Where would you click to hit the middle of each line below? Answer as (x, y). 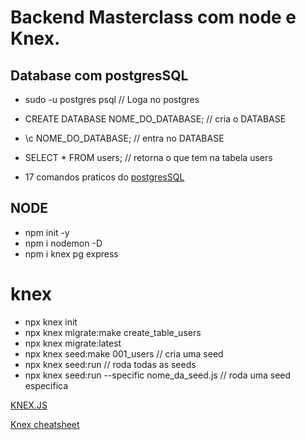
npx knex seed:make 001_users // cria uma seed (124, 353)
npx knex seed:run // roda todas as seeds (110, 364)
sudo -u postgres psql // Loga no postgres (112, 99)
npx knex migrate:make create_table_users (113, 332)
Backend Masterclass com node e (153, 17)
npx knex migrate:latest (73, 343)
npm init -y (47, 232)
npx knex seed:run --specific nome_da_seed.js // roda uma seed (158, 375)
